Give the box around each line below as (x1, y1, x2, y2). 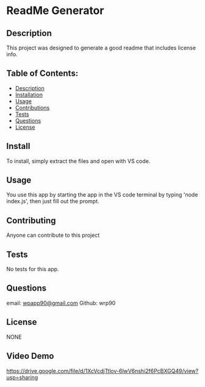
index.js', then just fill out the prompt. (6, 198, 99, 205)
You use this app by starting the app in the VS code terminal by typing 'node (6, 191, 198, 198)
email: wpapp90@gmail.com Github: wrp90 (6, 299, 116, 306)
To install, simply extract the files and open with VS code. (6, 157, 151, 165)
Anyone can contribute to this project (6, 231, 100, 239)
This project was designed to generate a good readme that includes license (6, 44, 196, 51)
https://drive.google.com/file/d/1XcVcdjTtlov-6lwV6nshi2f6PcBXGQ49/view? (6, 367, 199, 374)
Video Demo (6, 351, 54, 361)
